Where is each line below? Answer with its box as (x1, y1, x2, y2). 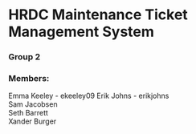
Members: (8, 73, 50, 84)
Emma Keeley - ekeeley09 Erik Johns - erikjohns (8, 91, 169, 101)
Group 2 (8, 51, 41, 63)
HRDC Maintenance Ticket (8, 6, 189, 24)
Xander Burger (8, 116, 57, 126)
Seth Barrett (8, 108, 48, 118)
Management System (8, 22, 155, 41)
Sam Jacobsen (8, 99, 58, 109)
